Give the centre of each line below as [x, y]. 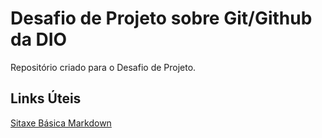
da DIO [39, 39]
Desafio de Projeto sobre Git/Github [161, 18]
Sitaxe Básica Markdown [61, 123]
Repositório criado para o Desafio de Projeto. [103, 67]
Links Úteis [46, 98]
